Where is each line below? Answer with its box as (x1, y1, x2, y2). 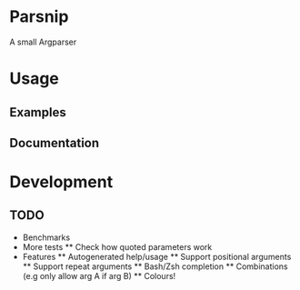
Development (9, 172, 114, 193)
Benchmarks (22, 232, 71, 243)
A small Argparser (9, 36, 77, 47)
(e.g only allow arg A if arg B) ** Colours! (22, 270, 176, 281)
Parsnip (9, 6, 69, 27)
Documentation (9, 135, 100, 151)
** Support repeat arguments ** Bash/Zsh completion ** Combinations (22, 261, 288, 272)
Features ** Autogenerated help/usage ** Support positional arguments (22, 251, 292, 262)
